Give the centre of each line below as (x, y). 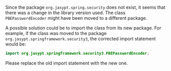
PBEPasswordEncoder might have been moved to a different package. (76, 18)
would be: (16, 44)
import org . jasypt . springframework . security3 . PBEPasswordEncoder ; (77, 53)
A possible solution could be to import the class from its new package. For (83, 28)
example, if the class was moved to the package (56, 33)
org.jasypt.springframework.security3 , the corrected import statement (81, 39)
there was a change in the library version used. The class (66, 13)
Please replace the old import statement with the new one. (67, 63)
